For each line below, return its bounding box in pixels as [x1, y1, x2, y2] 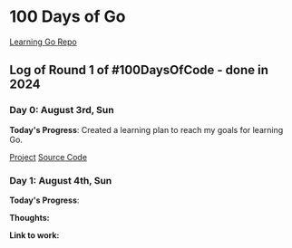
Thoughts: [9, 212, 50, 223]
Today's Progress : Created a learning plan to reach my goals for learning [9, 124, 284, 135]
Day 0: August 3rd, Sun [9, 104, 115, 117]
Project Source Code [9, 151, 88, 162]
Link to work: [9, 229, 60, 241]
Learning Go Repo [9, 36, 77, 47]
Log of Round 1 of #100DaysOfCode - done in [9, 62, 269, 78]
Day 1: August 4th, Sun [9, 174, 112, 186]
